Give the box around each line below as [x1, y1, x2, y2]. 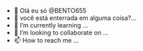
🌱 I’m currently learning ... [13, 21, 89, 29]
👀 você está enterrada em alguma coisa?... [13, 14, 137, 22]
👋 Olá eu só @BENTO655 [13, 7, 87, 14]
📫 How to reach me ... [13, 37, 79, 44]
